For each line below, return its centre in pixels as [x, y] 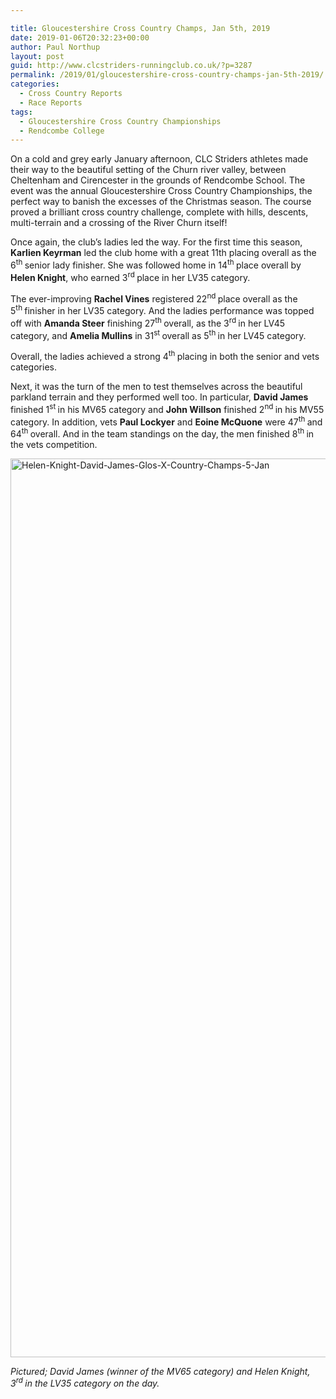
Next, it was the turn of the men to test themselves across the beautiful [156, 386]
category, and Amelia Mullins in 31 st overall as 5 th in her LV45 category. [158, 334]
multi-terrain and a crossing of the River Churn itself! [119, 223]
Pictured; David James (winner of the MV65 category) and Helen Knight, [160, 1371]
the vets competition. [54, 444]
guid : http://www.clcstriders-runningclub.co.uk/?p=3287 [131, 66]
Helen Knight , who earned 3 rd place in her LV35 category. [130, 276]
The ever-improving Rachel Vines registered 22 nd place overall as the [154, 298]
